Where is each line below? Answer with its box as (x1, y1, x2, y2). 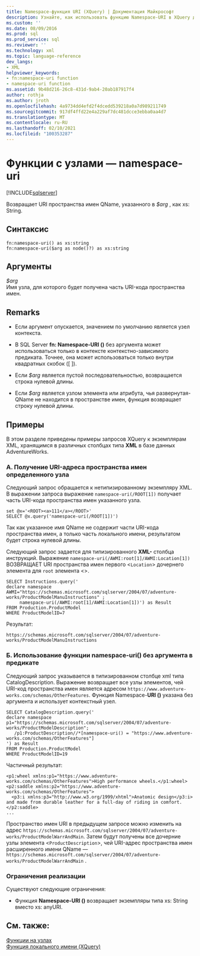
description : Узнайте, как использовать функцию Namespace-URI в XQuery (6, 14, 190, 20)
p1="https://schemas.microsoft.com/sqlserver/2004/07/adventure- (6, 720, 171, 726)
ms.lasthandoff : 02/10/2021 (6, 125, 76, 131)
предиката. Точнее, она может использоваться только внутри (14, 353, 174, 361)
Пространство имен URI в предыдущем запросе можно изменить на (6, 820, 182, 827)
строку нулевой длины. (14, 402, 74, 410)
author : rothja (6, 92, 44, 98)
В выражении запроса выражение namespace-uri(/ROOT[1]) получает (6, 490, 182, 497)
